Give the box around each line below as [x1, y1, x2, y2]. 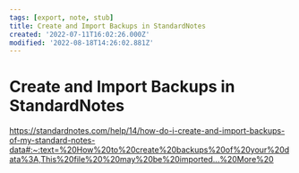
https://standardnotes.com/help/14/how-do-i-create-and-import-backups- [9, 125, 286, 136]
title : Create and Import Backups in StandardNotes [9, 22, 206, 30]
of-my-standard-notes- [9, 135, 96, 146]
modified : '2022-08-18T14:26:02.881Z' [9, 38, 154, 48]
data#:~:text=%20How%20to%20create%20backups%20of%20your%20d [9, 144, 290, 155]
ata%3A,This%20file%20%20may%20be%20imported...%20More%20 [9, 154, 275, 165]
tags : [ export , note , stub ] [9, 13, 115, 22]
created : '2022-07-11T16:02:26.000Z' [9, 30, 150, 39]
